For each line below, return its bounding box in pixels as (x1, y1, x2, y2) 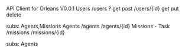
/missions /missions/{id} (6, 29, 65, 36)
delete (6, 11, 22, 18)
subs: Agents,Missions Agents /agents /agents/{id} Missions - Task (6, 23, 170, 29)
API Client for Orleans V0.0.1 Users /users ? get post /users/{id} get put (6, 5, 179, 12)
